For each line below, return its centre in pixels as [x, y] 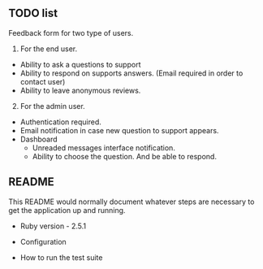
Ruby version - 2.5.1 [53, 226]
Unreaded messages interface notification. [104, 148]
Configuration [43, 241]
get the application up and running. [67, 210]
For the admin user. [52, 106]
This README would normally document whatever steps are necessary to [131, 202]
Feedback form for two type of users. [71, 33]
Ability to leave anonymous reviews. [80, 90]
